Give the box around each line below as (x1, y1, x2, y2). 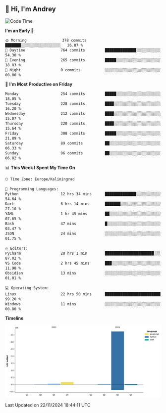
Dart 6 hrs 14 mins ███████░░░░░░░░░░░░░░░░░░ (5, 201, 161, 206)
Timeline (5, 315, 24, 321)
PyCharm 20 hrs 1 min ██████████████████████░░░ (5, 251, 161, 256)
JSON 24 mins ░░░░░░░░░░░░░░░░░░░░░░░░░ (5, 231, 161, 236)
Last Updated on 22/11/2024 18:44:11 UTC (5, 402, 91, 408)
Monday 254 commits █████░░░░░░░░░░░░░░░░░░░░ (5, 91, 161, 96)
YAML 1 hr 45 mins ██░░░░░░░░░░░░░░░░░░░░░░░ (5, 211, 161, 216)
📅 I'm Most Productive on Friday (5, 81, 73, 87)
